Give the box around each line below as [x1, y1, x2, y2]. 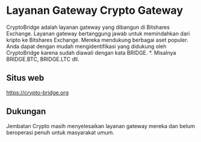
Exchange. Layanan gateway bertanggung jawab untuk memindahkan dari [6, 29, 190, 37]
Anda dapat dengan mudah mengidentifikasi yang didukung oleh [6, 43, 167, 50]
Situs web [6, 73, 45, 83]
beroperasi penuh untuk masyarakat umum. [6, 129, 114, 136]
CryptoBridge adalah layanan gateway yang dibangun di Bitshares [6, 23, 170, 31]
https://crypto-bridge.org [6, 88, 69, 96]
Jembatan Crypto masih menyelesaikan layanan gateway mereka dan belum [6, 122, 196, 129]
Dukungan [6, 106, 46, 117]
